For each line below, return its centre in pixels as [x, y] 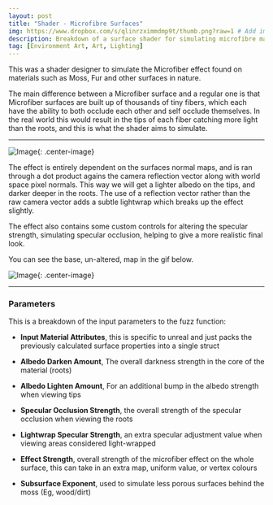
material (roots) [46, 370]
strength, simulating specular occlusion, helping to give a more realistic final [136, 235]
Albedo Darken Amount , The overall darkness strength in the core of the [142, 362]
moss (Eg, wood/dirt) [55, 492]
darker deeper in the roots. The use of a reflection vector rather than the [129, 194]
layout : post [30, 16]
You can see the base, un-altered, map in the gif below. [101, 259]
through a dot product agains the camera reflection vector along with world [134, 176]
